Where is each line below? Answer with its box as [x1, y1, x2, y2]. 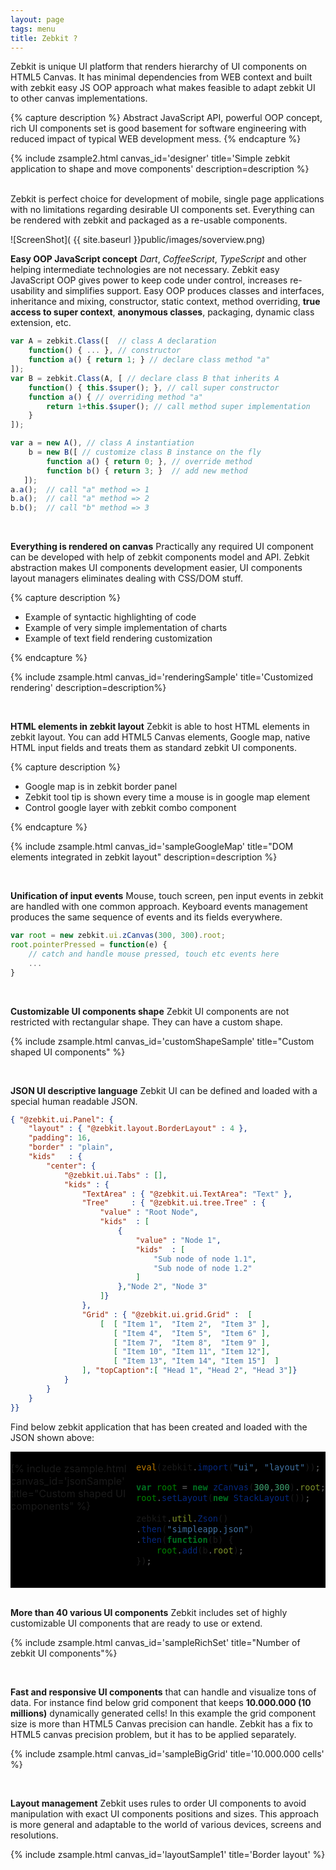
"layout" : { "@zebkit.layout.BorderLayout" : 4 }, [28, 1124, 248, 1134]
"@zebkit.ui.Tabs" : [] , [63, 1170, 168, 1180]
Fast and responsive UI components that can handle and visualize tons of [10, 1686, 317, 1698]
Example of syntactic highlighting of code [24, 611, 197, 623]
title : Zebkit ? [10, 33, 78, 43]
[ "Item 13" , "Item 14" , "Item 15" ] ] [113, 1356, 280, 1366]
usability [10, 285, 45, 297]
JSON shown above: [10, 1431, 95, 1443]
